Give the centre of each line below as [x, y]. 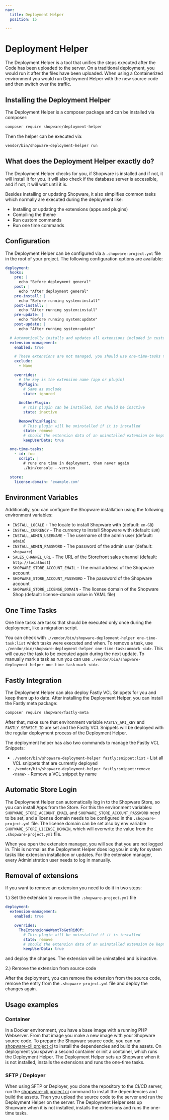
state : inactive [40, 412]
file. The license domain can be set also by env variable [89, 823]
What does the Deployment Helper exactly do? [80, 161]
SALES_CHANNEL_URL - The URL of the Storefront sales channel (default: [85, 557]
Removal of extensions [42, 876]
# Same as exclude [43, 389]
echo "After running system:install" [58, 310]
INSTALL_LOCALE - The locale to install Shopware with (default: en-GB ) [83, 525]
